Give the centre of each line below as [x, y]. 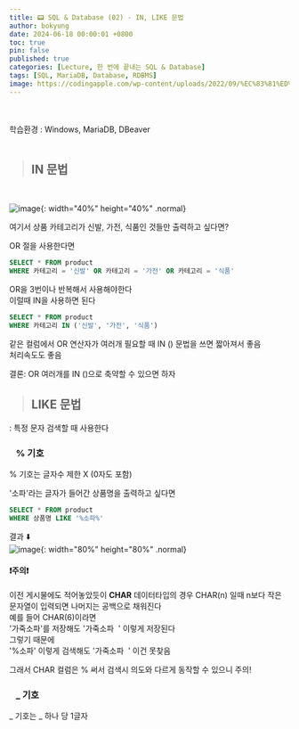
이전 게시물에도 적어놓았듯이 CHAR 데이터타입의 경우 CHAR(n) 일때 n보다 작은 [145, 595]
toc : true [28, 42]
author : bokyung [39, 26]
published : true [39, 59]
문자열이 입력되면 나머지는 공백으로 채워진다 [85, 606]
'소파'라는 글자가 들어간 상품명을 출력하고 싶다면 [93, 493]
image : [21, 84]
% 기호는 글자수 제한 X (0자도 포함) [71, 474]
